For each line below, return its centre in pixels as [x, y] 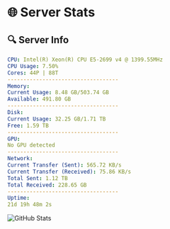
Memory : [19, 86]
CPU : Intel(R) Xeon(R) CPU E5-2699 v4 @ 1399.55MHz [85, 60]
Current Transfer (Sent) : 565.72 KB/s [64, 165]
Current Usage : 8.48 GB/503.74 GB [58, 93]
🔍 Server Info [38, 40]
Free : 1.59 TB [28, 125]
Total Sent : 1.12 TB [38, 178]
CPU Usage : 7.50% [33, 66]
